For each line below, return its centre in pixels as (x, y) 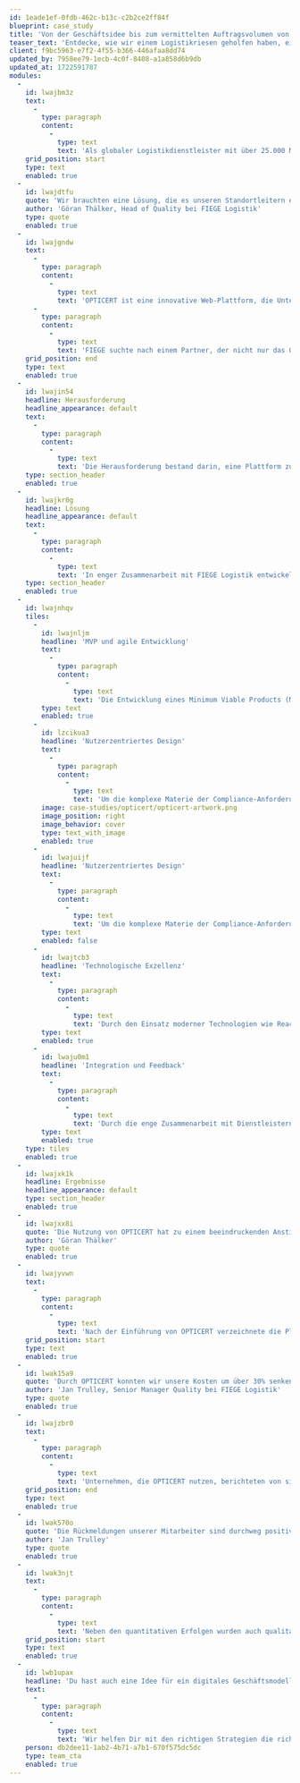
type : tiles (47, 1149)
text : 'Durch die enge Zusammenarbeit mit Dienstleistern (183, 1124)
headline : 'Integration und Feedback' (113, 1066)
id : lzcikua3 (66, 733)
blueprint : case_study (51, 26)
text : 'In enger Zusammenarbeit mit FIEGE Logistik (155, 575)
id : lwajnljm (66, 633)
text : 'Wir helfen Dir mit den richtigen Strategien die (165, 1739)
